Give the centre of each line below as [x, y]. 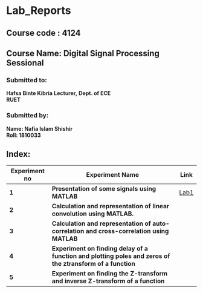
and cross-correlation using [127, 231]
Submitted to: [27, 80]
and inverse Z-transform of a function [108, 281]
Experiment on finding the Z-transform [110, 274]
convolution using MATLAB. [93, 214]
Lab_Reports [39, 11]
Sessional [25, 63]
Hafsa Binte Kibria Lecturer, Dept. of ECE [59, 93]
